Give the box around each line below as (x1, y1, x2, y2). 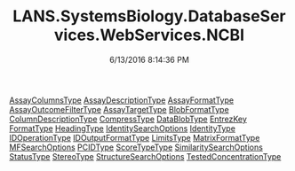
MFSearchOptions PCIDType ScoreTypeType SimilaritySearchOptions (9, 142, 264, 152)
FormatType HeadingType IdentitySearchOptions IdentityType (9, 122, 235, 134)
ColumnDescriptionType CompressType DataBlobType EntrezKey (9, 113, 247, 124)
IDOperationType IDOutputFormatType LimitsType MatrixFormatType (9, 132, 260, 143)
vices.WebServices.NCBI (53, 25, 245, 45)
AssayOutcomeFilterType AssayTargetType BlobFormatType (9, 104, 229, 114)
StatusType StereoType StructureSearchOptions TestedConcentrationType (9, 151, 282, 161)
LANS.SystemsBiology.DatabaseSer (12, 6, 286, 27)
